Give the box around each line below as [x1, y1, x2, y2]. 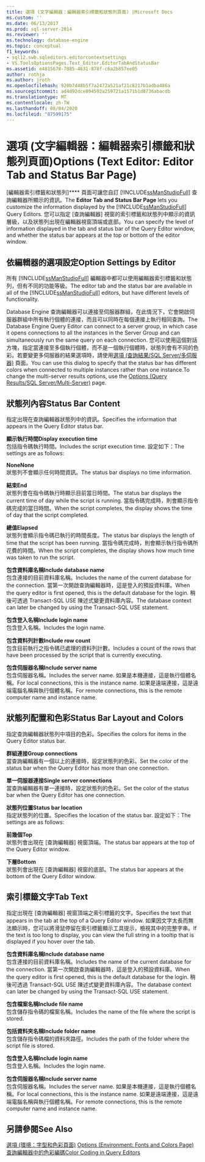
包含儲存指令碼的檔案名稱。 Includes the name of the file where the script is [6, 1008, 196, 1015]
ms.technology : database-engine [6, 37, 88, 43]
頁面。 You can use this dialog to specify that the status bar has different [15, 359, 197, 367]
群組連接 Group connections [6, 749, 78, 757]
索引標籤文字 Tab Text [6, 892, 88, 902]
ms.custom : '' [6, 15, 43, 21]
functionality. [6, 295, 40, 303]
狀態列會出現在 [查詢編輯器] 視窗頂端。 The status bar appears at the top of [6, 839, 195, 846]
